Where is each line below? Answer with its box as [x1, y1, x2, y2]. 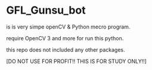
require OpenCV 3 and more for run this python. [6, 34, 124, 42]
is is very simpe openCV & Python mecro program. [6, 23, 131, 30]
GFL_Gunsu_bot [6, 4, 86, 17]
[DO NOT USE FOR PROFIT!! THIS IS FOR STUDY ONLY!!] [6, 58, 147, 65]
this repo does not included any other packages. [6, 46, 125, 53]
